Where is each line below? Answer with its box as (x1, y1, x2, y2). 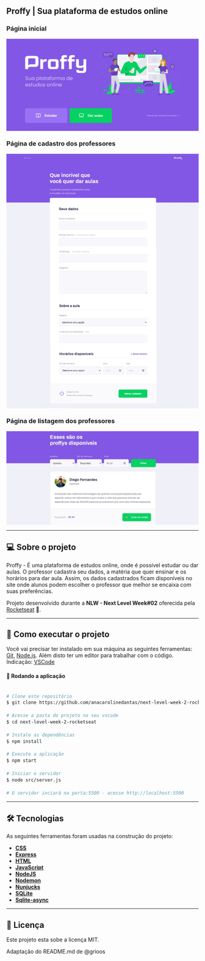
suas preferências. (6, 587, 53, 595)
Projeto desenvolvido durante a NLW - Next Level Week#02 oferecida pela (6, 599, 195, 606)
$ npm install (6, 738, 43, 745)
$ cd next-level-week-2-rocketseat (6, 719, 97, 725)
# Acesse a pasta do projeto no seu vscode (6, 713, 119, 719)
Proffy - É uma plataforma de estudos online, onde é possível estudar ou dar (6, 561, 199, 569)
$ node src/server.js (6, 777, 62, 783)
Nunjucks (15, 883, 41, 891)
